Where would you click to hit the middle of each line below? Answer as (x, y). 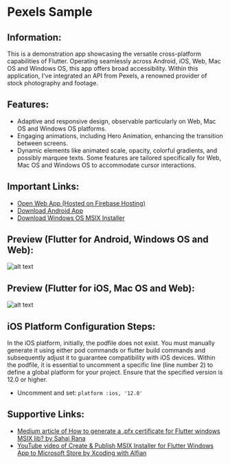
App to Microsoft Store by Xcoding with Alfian (82, 453)
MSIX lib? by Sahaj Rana (51, 438)
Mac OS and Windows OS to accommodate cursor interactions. (107, 165)
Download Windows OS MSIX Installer (71, 218)
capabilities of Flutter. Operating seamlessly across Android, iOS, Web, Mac (114, 61)
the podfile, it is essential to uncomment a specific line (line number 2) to (110, 365)
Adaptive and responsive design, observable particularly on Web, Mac (116, 121)
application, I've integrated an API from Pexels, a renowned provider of (107, 76)
